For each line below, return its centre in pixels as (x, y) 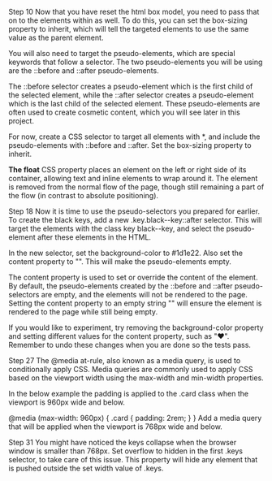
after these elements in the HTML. (94, 237)
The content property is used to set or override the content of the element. (133, 277)
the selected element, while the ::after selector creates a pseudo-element (131, 95)
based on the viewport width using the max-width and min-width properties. (136, 378)
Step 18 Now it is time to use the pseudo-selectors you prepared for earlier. (134, 211)
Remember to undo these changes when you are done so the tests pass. (130, 345)
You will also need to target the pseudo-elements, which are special (122, 53)
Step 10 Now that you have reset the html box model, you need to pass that (134, 12)
